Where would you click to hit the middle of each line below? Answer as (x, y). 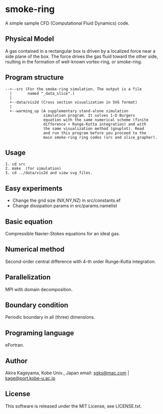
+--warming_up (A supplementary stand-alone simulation (69, 111)
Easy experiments (34, 188)
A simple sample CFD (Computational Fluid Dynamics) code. (67, 23)
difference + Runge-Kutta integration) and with (95, 124)
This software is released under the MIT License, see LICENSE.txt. (73, 406)
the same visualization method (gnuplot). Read (93, 128)
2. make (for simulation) (33, 169)
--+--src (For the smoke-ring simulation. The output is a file (73, 89)
